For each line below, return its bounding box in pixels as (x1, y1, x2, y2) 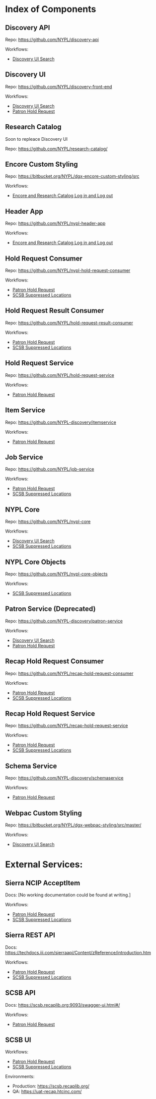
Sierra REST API (5, 931, 56, 939)
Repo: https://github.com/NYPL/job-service (5, 466, 94, 472)
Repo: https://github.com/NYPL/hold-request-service (5, 372, 114, 378)
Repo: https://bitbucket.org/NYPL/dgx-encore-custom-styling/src (5, 173, 140, 179)
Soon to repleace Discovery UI (5, 136, 68, 142)
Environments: (5, 1074, 35, 1080)
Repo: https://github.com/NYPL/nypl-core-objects (5, 570, 108, 577)
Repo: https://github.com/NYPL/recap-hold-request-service (5, 723, 128, 729)
